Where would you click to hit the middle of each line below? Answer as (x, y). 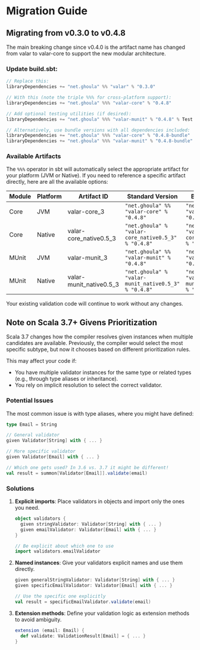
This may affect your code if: (41, 361)
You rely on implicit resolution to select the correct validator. (88, 385)
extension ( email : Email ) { (50, 630)
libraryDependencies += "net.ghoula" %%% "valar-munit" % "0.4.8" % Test (100, 119)
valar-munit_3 (87, 258)
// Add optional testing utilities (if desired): (69, 114)
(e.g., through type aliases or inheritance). (66, 379)
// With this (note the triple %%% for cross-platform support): (89, 98)
